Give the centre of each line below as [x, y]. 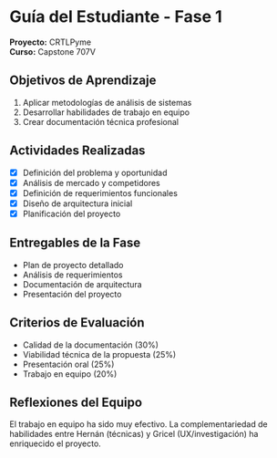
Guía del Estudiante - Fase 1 [116, 17]
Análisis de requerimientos [72, 275]
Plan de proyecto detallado [73, 265]
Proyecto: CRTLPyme [51, 42]
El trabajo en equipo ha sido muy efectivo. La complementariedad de [138, 424]
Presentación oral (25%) [68, 364]
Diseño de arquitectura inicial [77, 203]
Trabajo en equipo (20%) [70, 374]
